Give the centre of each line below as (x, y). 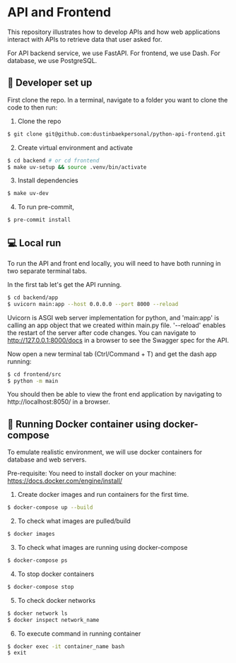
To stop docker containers (56, 574)
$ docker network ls (38, 613)
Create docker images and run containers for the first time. (103, 495)
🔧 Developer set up (50, 83)
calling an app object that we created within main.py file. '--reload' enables (117, 325)
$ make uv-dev (28, 194)
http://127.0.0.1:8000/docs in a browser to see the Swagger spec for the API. (118, 340)
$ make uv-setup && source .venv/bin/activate (77, 167)
